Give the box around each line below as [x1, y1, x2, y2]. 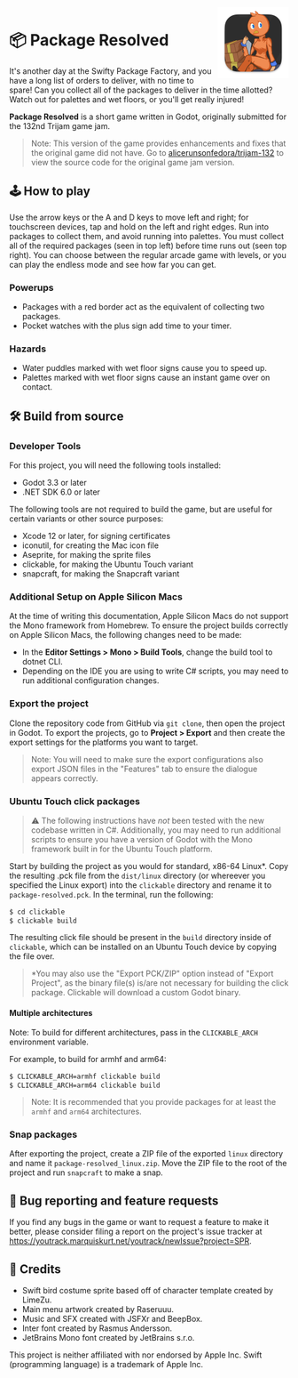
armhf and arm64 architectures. [30, 1106, 142, 1117]
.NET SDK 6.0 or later [21, 487, 100, 497]
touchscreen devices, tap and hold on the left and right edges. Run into [9, 221, 269, 232]
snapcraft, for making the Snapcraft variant [21, 568, 180, 579]
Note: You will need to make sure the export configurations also [30, 753, 263, 764]
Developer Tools [9, 439, 82, 452]
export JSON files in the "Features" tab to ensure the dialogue [30, 763, 258, 774]
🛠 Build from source [9, 408, 124, 423]
